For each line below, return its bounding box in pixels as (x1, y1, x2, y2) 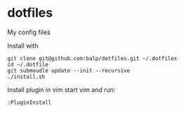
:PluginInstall (7, 99, 52, 106)
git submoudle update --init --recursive (7, 67, 131, 74)
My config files (7, 28, 51, 36)
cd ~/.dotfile (7, 61, 49, 68)
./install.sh (7, 73, 46, 80)
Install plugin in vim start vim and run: (7, 85, 116, 93)
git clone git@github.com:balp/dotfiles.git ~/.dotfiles (7, 54, 178, 62)
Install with (7, 41, 39, 50)
